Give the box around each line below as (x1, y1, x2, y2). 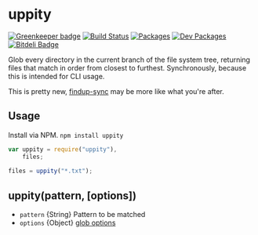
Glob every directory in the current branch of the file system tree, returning (8, 55, 251, 64)
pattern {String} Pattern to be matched (19, 210, 146, 219)
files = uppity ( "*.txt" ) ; (8, 167, 93, 175)
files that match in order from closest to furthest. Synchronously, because (8, 63, 247, 72)
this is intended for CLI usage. (8, 71, 105, 81)
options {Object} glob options (19, 218, 116, 228)
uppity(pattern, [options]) (8, 189, 137, 202)
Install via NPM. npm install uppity (8, 130, 124, 139)
